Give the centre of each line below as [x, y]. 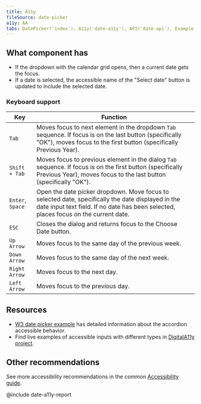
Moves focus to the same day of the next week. [103, 258]
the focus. [27, 74]
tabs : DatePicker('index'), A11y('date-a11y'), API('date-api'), [89, 28]
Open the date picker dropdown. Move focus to [103, 192]
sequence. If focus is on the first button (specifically [109, 167]
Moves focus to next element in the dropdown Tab [106, 128]
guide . [14, 383]
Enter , [18, 200]
